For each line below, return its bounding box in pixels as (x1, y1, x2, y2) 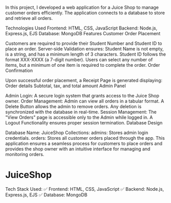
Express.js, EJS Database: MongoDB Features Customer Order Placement (5, 31, 161, 36)
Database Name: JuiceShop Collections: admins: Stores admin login (5, 130, 149, 136)
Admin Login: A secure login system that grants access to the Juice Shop (5, 93, 160, 98)
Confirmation (5, 67, 33, 73)
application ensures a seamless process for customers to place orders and (5, 140, 162, 146)
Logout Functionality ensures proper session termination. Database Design (5, 120, 163, 125)
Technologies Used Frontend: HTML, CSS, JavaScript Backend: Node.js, (5, 25, 157, 31)
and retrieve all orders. (5, 15, 53, 21)
